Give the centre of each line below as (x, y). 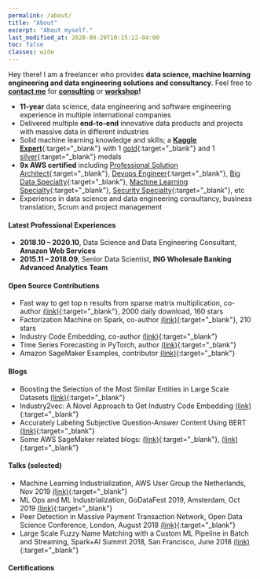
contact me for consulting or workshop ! (75, 91)
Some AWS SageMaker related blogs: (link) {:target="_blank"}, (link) (128, 439)
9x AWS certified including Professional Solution (99, 165)
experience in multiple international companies (95, 115)
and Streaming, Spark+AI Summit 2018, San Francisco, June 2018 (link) (134, 541)
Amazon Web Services (57, 251)
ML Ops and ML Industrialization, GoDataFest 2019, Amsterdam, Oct (130, 499)
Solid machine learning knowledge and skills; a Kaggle (108, 140)
